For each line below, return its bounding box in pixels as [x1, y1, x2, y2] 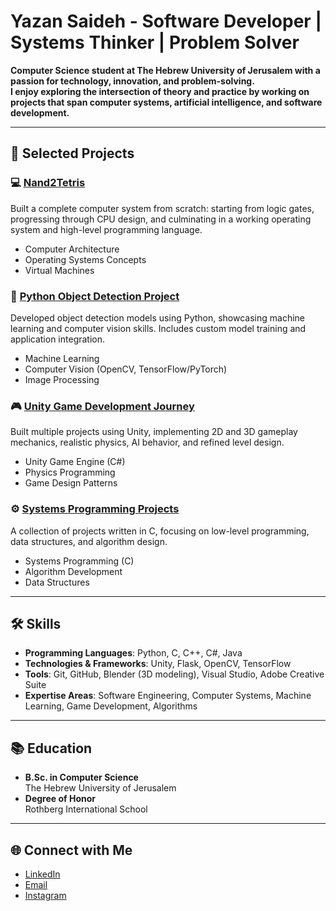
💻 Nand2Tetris [10, 176, 86, 190]
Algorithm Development [24, 565, 123, 577]
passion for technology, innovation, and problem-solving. [10, 75, 255, 87]
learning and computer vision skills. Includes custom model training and [10, 322, 307, 334]
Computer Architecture [24, 243, 120, 255]
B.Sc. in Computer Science [24, 771, 139, 784]
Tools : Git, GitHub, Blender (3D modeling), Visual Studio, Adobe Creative [24, 668, 325, 680]
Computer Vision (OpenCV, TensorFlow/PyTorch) [24, 363, 228, 375]
